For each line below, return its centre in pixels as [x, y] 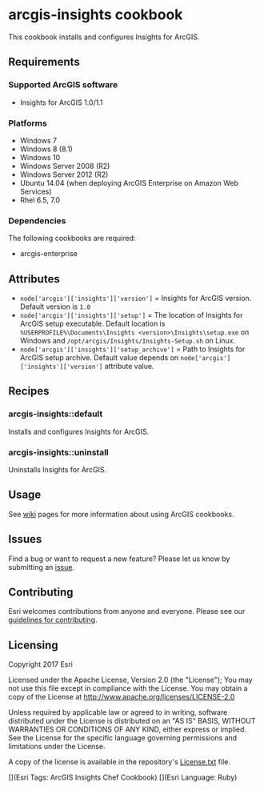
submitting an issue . [41, 567]
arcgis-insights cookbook [96, 15]
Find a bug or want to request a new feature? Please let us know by [119, 559]
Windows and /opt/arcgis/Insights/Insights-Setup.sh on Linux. [128, 341]
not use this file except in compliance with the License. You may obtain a [128, 688]
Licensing [33, 645]
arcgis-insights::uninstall [59, 452]
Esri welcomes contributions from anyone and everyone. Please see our [127, 612]
